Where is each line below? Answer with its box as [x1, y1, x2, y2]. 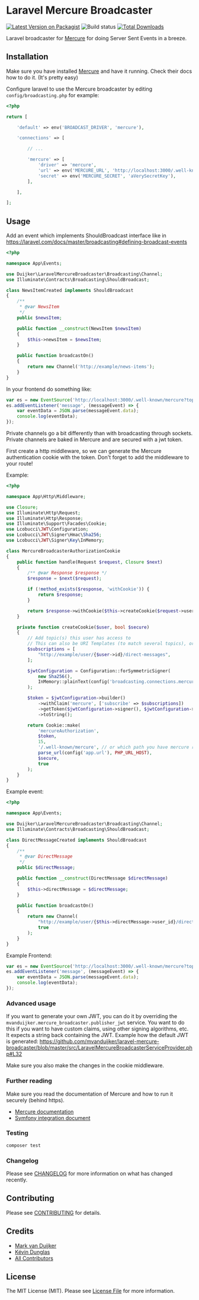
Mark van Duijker [14, 1242, 57, 1249]
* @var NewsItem [19, 304, 60, 310]
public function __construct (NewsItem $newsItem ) [17, 325, 142, 332]
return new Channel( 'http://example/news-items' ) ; [27, 364, 155, 370]
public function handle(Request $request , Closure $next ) [17, 559, 163, 565]
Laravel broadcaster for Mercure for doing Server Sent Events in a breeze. [6, 34, 187, 41]
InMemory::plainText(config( [37, 679, 110, 685]
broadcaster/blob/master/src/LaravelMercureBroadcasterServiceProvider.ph [6, 1044, 192, 1051]
